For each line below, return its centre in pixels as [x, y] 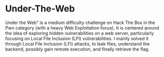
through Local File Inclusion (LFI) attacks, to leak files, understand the [77, 43]
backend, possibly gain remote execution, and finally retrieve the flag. [77, 49]
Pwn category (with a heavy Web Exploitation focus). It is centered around [82, 27]
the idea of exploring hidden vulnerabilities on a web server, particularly [80, 33]
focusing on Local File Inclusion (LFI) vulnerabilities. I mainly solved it [77, 38]
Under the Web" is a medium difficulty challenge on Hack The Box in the [80, 22]
